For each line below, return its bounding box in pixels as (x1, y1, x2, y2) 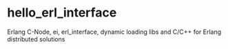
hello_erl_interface (7, 5, 117, 21)
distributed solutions (7, 35, 65, 43)
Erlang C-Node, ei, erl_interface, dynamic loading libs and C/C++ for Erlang (7, 28, 222, 36)
